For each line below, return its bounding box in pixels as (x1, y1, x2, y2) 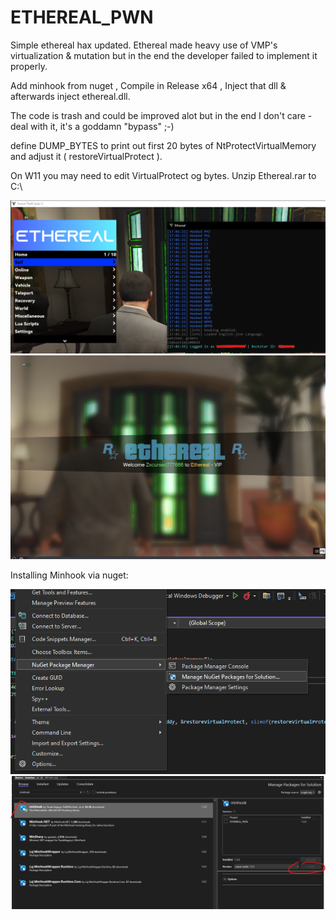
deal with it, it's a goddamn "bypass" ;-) (10, 120, 175, 132)
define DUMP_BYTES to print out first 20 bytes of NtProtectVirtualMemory (10, 139, 317, 151)
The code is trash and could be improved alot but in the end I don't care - (10, 109, 313, 121)
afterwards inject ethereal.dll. (10, 90, 131, 102)
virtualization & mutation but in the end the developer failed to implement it (10, 49, 318, 61)
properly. (10, 60, 48, 72)
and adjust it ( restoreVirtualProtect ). (10, 150, 163, 162)
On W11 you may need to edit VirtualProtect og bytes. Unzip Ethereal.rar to (10, 169, 317, 181)
